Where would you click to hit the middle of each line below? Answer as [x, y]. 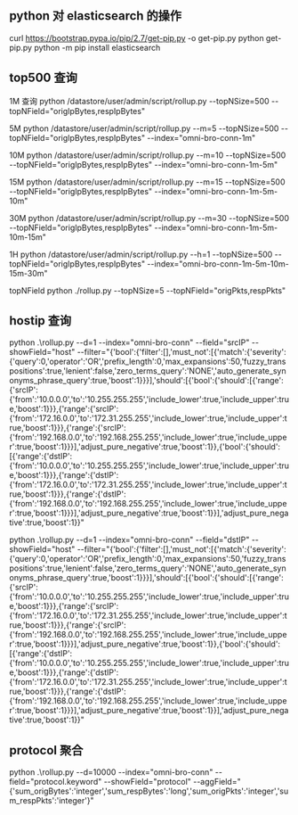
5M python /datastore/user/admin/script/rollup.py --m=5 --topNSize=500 [144, 128]
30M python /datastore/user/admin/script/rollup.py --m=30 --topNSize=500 [149, 218]
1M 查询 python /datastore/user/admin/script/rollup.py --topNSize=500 [139, 101]
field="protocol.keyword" [56, 782]
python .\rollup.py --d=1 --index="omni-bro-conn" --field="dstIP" [129, 540]
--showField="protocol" [147, 782]
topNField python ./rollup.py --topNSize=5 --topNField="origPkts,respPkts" [148, 290]
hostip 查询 [40, 321]
